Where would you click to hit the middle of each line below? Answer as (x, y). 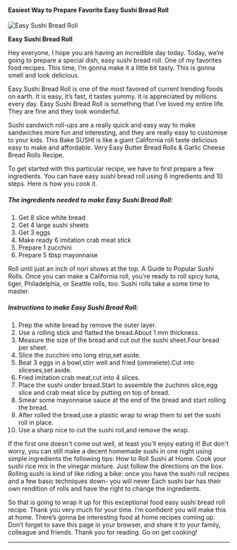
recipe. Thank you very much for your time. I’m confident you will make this (117, 510)
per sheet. (33, 348)
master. (19, 291)
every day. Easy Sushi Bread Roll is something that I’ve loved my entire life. (116, 104)
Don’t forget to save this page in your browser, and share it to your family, (114, 525)
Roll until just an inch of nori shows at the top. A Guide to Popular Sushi (111, 269)
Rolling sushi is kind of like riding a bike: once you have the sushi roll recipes (119, 474)
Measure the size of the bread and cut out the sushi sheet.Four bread (119, 340)
